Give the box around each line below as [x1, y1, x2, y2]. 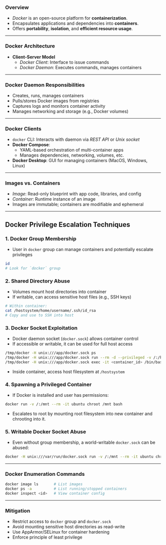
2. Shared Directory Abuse [5, 277, 70, 284]
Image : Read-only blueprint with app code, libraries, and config [12, 191, 142, 197]
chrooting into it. [12, 416, 46, 421]
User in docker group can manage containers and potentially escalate [12, 247, 154, 252]
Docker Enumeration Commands [5, 471, 85, 478]
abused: [12, 445, 29, 451]
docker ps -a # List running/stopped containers [5, 486, 127, 492]
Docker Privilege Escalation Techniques [5, 220, 130, 229]
